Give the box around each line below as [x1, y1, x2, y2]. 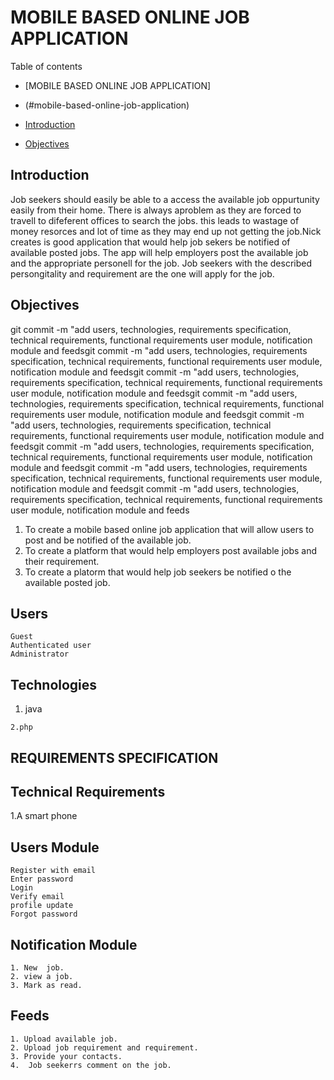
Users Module [10, 839, 100, 856]
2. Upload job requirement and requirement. [10, 1042, 199, 1053]
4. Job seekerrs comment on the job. [10, 1060, 172, 1070]
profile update [10, 901, 74, 911]
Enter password [10, 874, 74, 885]
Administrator [10, 649, 70, 660]
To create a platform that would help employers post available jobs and [24, 544, 318, 556]
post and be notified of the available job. [24, 534, 192, 546]
